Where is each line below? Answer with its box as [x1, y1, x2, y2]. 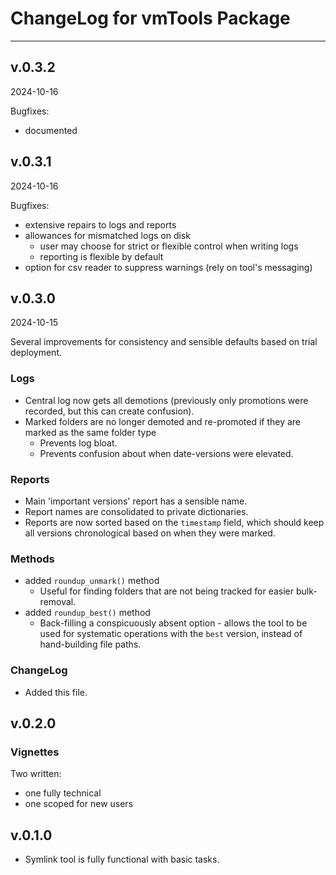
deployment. [10, 347, 62, 359]
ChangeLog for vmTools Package [10, 7, 291, 30]
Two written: [10, 768, 62, 780]
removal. [39, 596, 77, 608]
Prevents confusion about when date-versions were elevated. [39, 447, 294, 459]
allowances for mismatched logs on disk [24, 229, 191, 241]
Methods [10, 552, 55, 566]
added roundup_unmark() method [24, 575, 160, 587]
